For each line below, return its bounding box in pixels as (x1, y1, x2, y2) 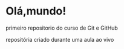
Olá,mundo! (5, 4, 67, 18)
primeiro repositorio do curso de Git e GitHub (5, 24, 119, 31)
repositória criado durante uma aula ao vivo (5, 36, 114, 43)
